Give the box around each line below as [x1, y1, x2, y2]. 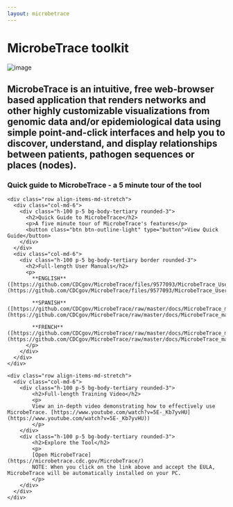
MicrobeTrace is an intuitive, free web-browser [7, 83, 215, 95]
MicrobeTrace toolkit [7, 40, 130, 56]
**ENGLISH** [32, 275, 67, 282]
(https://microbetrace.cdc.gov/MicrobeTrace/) [7, 458, 144, 465]
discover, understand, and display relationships [7, 137, 218, 150]
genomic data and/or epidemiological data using [7, 115, 221, 127]
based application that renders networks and [7, 94, 206, 106]
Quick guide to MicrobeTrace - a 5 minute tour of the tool [7, 180, 202, 190]
